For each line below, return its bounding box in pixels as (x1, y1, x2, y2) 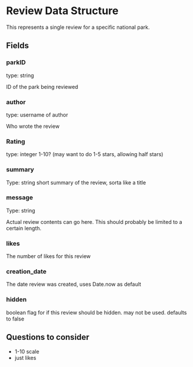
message (6, 193, 34, 201)
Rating (6, 137, 25, 146)
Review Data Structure (6, 4, 119, 18)
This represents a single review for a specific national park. (6, 24, 150, 31)
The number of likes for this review (6, 253, 91, 260)
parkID (6, 58, 26, 67)
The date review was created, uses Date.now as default (6, 281, 142, 288)
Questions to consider (6, 332, 90, 342)
